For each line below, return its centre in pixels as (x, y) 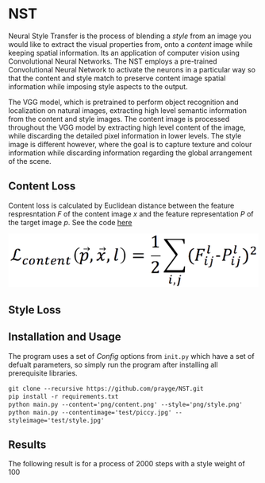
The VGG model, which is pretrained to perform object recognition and (124, 102)
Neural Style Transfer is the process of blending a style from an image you (130, 36)
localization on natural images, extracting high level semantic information (128, 110)
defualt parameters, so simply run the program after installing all (113, 364)
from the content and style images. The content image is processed (119, 119)
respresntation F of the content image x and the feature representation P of (131, 214)
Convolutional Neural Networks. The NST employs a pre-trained (113, 61)
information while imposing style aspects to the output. (98, 86)
